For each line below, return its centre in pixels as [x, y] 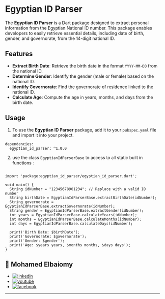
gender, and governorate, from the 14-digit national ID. [60, 38]
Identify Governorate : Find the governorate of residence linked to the [83, 87]
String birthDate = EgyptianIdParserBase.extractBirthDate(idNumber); [83, 198]
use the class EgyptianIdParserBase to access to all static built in [78, 157]
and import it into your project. [43, 135]
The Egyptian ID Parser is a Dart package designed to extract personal [77, 23]
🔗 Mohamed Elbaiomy [39, 264]
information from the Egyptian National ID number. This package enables [79, 28]
